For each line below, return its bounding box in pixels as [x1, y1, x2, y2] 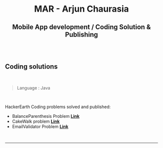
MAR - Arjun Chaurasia [33, 3, 130, 15]
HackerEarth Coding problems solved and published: [5, 104, 111, 110]
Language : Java [16, 85, 50, 91]
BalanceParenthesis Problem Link [12, 113, 80, 119]
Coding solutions [5, 62, 58, 71]
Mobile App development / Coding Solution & [12, 23, 151, 31]
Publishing [65, 30, 98, 38]
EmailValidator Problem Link [12, 123, 69, 129]
